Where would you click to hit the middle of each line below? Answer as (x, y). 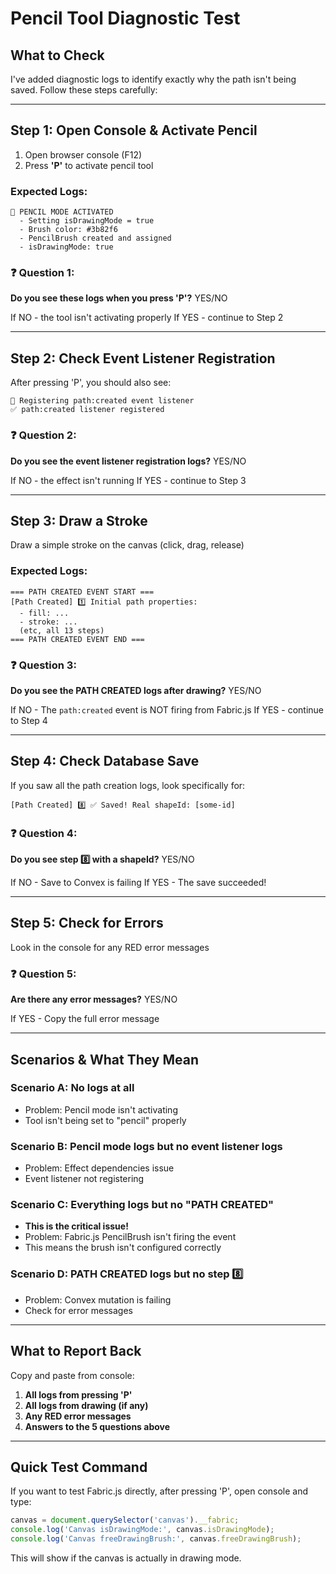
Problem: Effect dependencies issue (99, 1168)
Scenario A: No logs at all (72, 1088)
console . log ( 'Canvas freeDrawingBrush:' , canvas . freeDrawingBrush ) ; (156, 1539)
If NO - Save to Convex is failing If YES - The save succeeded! (138, 883)
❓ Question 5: (43, 974)
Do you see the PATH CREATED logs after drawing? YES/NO (136, 690)
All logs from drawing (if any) (86, 1405)
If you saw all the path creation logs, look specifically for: (128, 785)
